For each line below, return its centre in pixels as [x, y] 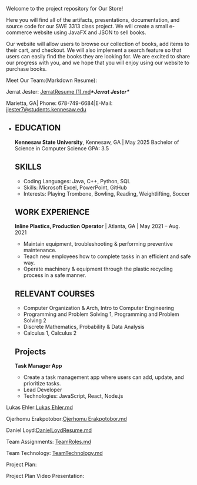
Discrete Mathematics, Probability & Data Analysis [84, 327]
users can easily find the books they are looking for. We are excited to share [98, 56]
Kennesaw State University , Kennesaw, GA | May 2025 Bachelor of [97, 142]
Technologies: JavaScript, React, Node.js [73, 396]
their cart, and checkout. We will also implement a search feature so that [94, 50]
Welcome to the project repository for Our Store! [65, 9]
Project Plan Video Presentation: [45, 476]
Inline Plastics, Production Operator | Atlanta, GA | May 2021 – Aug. [97, 226]
